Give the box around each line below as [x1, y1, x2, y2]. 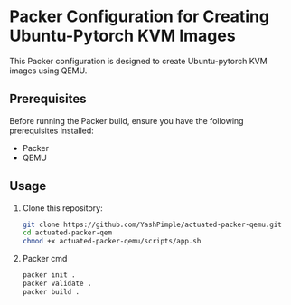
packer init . [22, 271, 76, 280]
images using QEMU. [9, 65, 88, 76]
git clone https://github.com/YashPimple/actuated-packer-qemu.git [22, 220, 282, 229]
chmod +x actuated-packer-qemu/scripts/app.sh [22, 237, 202, 246]
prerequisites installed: [9, 125, 95, 136]
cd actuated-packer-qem [22, 228, 113, 237]
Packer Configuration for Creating [9, 6, 269, 27]
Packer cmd [22, 253, 68, 264]
